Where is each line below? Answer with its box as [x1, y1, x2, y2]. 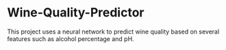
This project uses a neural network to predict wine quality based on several [7, 27, 220, 36]
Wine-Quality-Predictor [7, 5, 145, 21]
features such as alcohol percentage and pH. [7, 34, 135, 42]
